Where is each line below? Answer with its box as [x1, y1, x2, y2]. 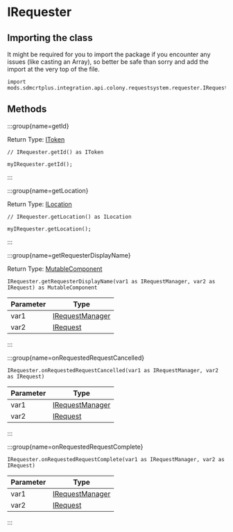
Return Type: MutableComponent [7, 265, 103, 273]
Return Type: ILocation [7, 199, 72, 208]
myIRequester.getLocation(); [7, 225, 92, 233]
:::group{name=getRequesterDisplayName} [7, 251, 131, 259]
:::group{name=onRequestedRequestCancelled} [7, 354, 144, 362]
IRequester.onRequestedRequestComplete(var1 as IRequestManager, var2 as [7, 456, 225, 463]
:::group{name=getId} [7, 122, 69, 130]
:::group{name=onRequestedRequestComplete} [7, 442, 144, 451]
